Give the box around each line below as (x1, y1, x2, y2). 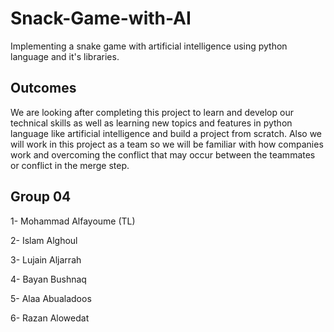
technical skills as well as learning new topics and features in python (10, 117, 293, 129)
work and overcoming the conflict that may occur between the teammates (10, 148, 316, 161)
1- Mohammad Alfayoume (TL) (10, 215, 136, 227)
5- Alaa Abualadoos (10, 292, 92, 304)
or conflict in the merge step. (10, 159, 130, 171)
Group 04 (10, 188, 72, 206)
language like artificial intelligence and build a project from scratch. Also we (10, 127, 323, 139)
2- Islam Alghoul (10, 234, 78, 246)
